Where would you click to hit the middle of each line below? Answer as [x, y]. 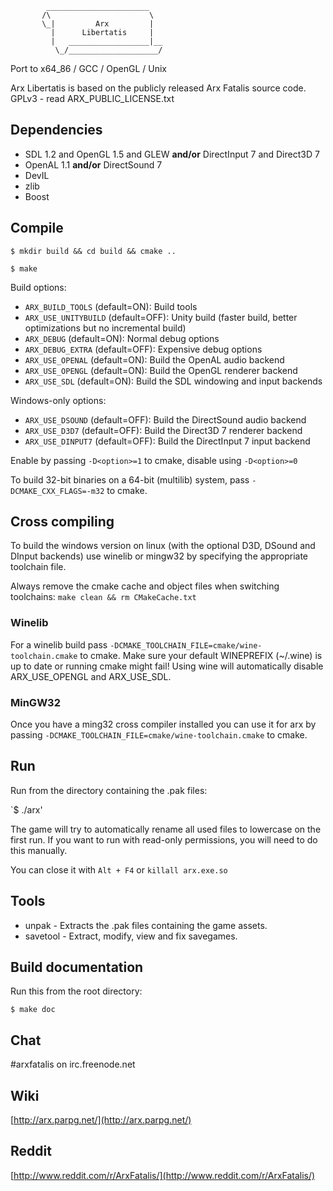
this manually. [39, 850]
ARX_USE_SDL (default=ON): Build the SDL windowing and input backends [173, 381]
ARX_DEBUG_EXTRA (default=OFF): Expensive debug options [143, 349]
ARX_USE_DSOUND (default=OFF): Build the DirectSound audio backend [165, 419]
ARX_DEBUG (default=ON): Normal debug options [122, 338]
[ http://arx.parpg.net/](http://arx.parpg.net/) [101, 1120]
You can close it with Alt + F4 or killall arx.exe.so [119, 869]
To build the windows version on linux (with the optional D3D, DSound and [163, 546]
